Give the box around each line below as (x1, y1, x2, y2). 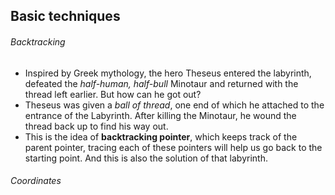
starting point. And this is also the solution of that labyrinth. (24, 152, 268, 164)
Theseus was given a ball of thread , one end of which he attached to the (24, 99, 325, 111)
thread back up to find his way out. (24, 120, 169, 132)
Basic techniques (10, 8, 121, 25)
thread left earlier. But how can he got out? (24, 88, 202, 100)
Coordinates (10, 175, 62, 187)
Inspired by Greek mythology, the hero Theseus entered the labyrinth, (24, 67, 312, 79)
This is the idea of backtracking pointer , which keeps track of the (24, 130, 298, 143)
